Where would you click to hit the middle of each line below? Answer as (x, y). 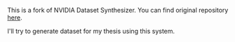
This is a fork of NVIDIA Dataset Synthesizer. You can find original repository (118, 10)
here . (15, 17)
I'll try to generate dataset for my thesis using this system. (91, 31)
